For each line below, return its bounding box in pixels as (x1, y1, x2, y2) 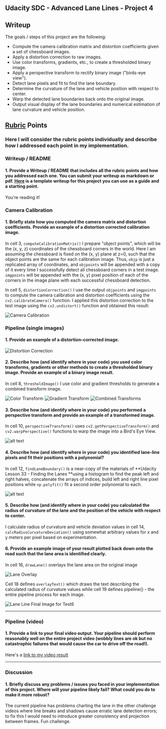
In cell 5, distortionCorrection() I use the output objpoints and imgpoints (5, 287, 157, 292)
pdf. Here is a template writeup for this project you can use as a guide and (5, 178, 160, 184)
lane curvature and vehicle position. (12, 106, 85, 113)
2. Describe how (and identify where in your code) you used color (5, 359, 142, 365)
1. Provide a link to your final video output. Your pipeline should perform (5, 631, 156, 636)
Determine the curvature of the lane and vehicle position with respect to (12, 86, 159, 92)
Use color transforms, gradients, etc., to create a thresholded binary (12, 59, 151, 65)
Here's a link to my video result (5, 652, 68, 658)
